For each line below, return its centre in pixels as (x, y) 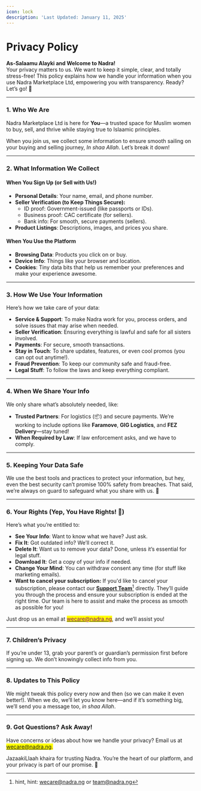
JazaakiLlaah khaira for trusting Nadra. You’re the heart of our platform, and (100, 758)
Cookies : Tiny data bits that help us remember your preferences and (99, 267)
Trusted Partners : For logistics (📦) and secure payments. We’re (94, 416)
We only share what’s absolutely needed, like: (62, 404)
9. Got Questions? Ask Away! (49, 727)
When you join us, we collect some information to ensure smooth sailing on (99, 141)
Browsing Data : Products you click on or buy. (71, 255)
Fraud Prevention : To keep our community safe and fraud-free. (93, 364)
